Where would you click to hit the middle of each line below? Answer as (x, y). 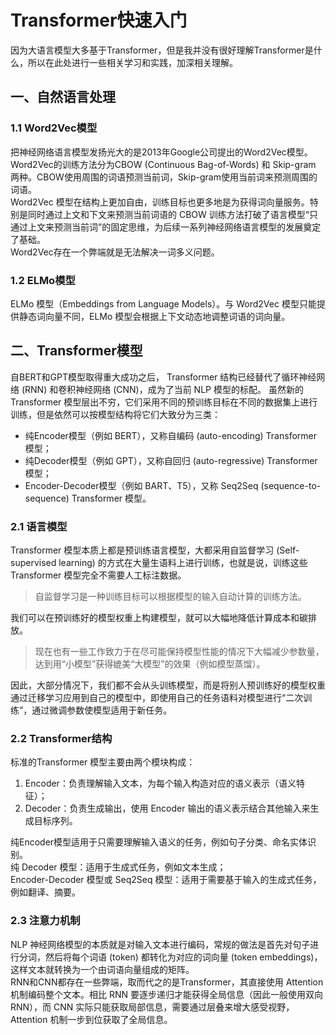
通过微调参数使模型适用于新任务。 (102, 710)
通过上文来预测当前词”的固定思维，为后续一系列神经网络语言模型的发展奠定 (166, 227)
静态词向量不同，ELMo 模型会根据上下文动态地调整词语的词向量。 (154, 316)
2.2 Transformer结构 (61, 738)
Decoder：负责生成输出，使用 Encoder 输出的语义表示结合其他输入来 (167, 808)
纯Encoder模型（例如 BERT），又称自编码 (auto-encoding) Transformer (170, 435)
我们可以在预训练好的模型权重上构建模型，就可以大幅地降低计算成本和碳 (159, 618)
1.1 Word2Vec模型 (54, 128)
